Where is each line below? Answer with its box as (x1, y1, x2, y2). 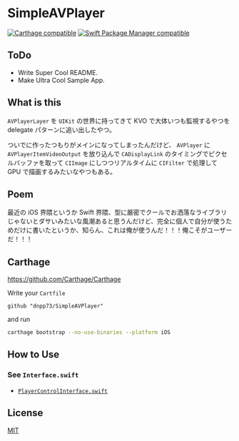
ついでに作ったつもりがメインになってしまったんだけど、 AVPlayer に (7, 141, 210, 149)
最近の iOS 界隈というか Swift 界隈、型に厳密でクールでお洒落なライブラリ (7, 208, 227, 217)
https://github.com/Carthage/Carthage (7, 275, 121, 283)
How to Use (7, 348, 60, 361)
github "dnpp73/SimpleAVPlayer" (7, 303, 103, 310)
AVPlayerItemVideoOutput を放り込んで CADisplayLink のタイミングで (7, 149, 209, 158)
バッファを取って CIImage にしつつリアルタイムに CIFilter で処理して (13, 158, 218, 167)
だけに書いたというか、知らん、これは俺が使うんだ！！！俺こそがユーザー (13, 226, 233, 235)
